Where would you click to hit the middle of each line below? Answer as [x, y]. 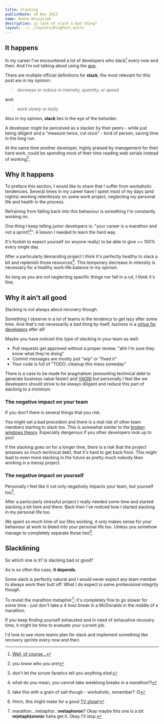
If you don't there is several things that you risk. [53, 413]
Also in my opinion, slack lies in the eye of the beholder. [61, 118]
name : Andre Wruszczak [28, 19]
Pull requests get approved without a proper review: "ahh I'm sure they [83, 348]
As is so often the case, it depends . [41, 569]
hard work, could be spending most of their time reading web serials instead [82, 153]
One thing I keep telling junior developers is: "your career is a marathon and [81, 226]
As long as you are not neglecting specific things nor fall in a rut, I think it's [80, 277]
